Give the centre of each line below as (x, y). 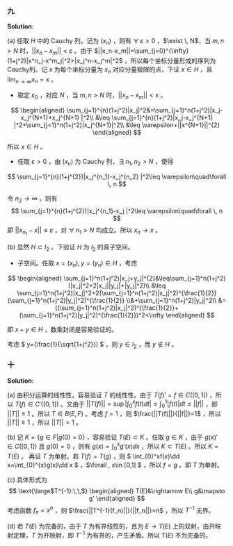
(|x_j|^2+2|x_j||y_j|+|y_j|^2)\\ (109, 286)
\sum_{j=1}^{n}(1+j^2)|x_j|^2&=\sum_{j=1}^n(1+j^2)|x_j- (145, 110)
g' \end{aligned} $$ (117, 498)
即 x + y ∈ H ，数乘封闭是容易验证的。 (63, 329)
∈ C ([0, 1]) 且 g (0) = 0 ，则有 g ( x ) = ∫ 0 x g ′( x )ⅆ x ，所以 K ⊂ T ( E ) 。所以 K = (113, 447)
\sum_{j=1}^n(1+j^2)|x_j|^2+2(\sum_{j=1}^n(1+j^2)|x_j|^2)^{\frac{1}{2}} (117, 292)
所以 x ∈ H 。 (27, 147)
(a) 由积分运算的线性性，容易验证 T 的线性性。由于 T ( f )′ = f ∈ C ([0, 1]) (108, 395)
